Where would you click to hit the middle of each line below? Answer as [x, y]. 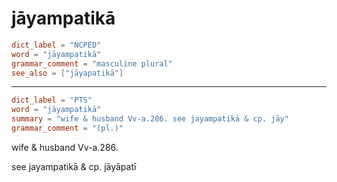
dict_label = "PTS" [52, 100]
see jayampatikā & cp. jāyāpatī [74, 166]
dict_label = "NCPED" [56, 45]
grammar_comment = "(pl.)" [67, 128]
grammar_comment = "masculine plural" [92, 63]
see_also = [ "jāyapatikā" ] [67, 73]
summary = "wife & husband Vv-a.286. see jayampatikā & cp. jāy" [150, 119]
